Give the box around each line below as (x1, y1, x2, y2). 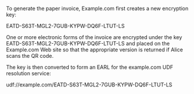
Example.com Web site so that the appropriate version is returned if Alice (6, 46, 183, 53)
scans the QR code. (6, 53, 54, 59)
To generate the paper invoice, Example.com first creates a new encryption (6, 5, 189, 12)
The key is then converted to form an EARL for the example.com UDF (6, 64, 173, 71)
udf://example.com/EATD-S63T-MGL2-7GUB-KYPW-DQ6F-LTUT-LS (6, 81, 172, 88)
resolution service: (6, 70, 51, 76)
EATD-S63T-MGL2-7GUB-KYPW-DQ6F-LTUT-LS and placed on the (6, 40, 170, 47)
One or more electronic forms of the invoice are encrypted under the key (6, 34, 182, 40)
